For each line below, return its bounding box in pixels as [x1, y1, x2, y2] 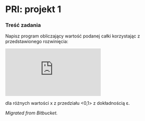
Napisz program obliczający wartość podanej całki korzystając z [5, 33, 140, 39]
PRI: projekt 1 [5, 4, 62, 15]
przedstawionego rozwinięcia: [5, 38, 69, 45]
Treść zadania [5, 22, 41, 29]
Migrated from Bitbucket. [5, 110, 58, 116]
